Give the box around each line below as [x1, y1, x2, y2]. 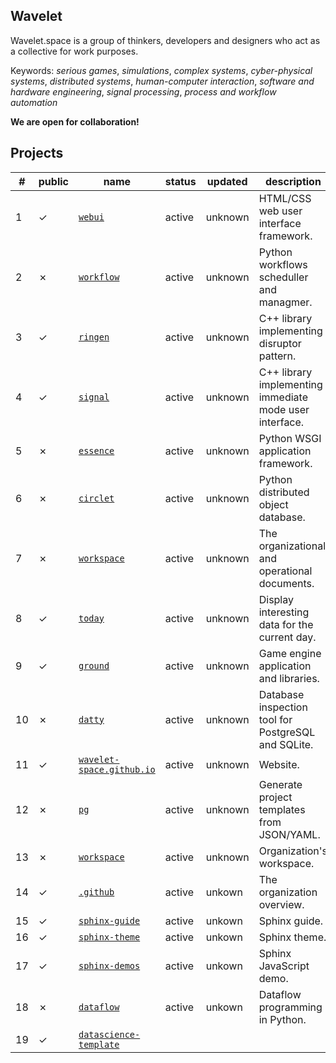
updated [206, 174, 248, 188]
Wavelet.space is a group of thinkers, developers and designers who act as [10, 34, 321, 46]
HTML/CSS [258, 191, 312, 205]
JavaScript [258, 959, 310, 973]
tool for [258, 712, 293, 726]
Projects [10, 145, 64, 162]
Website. [258, 757, 300, 771]
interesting [258, 605, 310, 619]
